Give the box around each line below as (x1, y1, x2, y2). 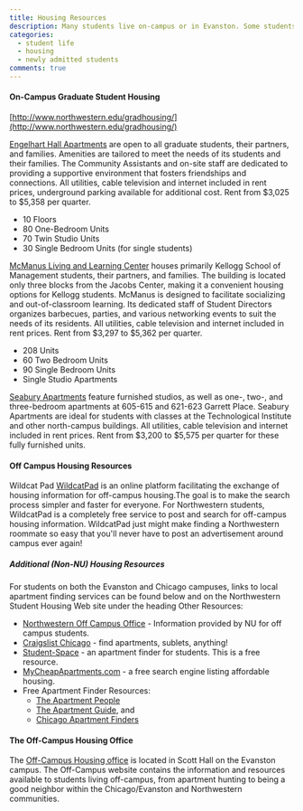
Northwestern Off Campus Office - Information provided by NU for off (22, 618, 282, 629)
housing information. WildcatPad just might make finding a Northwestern (9, 519, 280, 530)
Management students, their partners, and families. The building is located (9, 270, 286, 281)
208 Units (22, 345, 60, 356)
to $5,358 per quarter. (9, 196, 92, 208)
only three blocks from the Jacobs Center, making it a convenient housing (9, 279, 284, 290)
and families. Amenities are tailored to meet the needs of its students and (9, 148, 281, 159)
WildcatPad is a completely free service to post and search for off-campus (9, 509, 287, 520)
